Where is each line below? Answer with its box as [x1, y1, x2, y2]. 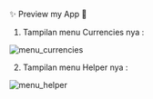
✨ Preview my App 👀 [9, 9, 87, 19]
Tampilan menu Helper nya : [22, 62, 128, 73]
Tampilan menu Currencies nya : [22, 27, 145, 37]
